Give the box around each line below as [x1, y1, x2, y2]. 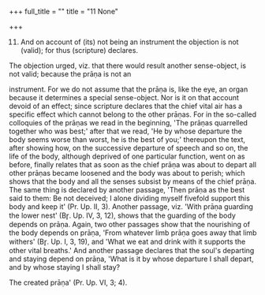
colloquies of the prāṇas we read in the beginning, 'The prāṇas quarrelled [9, 118, 248, 127]
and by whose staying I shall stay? [9, 263, 121, 271]
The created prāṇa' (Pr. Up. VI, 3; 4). [9, 278, 128, 287]
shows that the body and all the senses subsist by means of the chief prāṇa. [9, 177, 257, 186]
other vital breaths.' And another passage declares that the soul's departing [9, 246, 255, 255]
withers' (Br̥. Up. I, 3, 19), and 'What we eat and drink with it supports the [9, 237, 246, 246]
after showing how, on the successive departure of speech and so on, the [9, 144, 248, 152]
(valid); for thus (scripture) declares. [20, 46, 139, 54]
